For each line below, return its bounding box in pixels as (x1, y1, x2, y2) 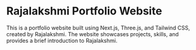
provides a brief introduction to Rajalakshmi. (6, 37, 118, 44)
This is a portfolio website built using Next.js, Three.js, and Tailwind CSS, (6, 24, 190, 31)
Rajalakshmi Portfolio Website (6, 4, 162, 18)
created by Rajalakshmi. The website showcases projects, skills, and (6, 30, 179, 37)
